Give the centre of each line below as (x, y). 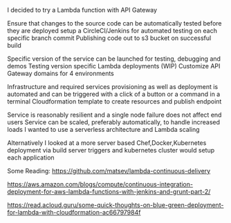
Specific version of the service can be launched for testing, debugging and (114, 59)
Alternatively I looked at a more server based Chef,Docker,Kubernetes (107, 143)
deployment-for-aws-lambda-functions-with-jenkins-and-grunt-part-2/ (109, 192)
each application (31, 157)
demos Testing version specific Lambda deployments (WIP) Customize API (114, 66)
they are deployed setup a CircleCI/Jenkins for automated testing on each (112, 31)
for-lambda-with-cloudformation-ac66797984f (74, 212)
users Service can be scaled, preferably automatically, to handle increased (113, 122)
